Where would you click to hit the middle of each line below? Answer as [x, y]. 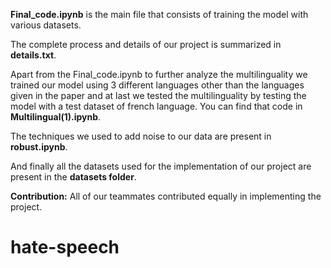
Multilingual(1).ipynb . [56, 117]
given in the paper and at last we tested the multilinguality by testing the [158, 95]
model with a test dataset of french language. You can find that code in [156, 106]
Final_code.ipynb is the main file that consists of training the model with [159, 14]
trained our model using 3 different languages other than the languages [157, 85]
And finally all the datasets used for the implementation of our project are [161, 166]
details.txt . [33, 55]
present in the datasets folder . [73, 177]
